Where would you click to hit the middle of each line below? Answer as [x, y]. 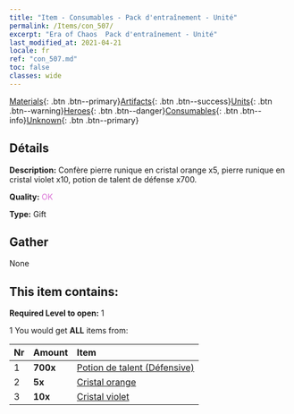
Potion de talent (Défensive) [135, 368]
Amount [50, 352]
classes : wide [36, 76]
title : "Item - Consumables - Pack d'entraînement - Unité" [124, 17]
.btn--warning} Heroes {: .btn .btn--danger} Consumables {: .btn [124, 110]
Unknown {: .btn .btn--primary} [83, 120]
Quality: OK [31, 197]
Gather [29, 242]
